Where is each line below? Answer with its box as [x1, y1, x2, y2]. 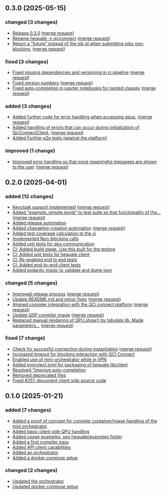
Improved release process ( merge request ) [12, 291, 100, 297]
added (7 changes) [5, 406, 51, 413]
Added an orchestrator [12, 449, 59, 455]
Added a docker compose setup [12, 454, 78, 460]
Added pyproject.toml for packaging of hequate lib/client [12, 361, 128, 367]
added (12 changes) [5, 193, 54, 200]
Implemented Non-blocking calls [12, 236, 79, 242]
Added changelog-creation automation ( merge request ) [12, 225, 126, 231]
